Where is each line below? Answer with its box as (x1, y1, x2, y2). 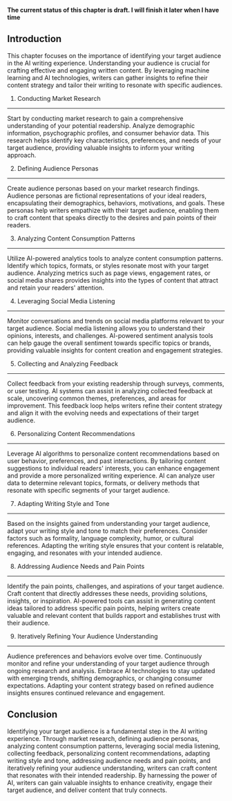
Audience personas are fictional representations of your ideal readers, (7, 191, 207, 200)
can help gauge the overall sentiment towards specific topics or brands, (7, 339, 212, 347)
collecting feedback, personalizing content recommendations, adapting (7, 749, 211, 757)
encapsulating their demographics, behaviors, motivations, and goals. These (7, 198, 225, 207)
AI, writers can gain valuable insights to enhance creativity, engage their (7, 778, 213, 786)
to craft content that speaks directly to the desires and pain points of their (7, 214, 217, 222)
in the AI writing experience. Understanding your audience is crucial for (7, 59, 211, 67)
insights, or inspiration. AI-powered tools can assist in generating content (7, 596, 216, 605)
